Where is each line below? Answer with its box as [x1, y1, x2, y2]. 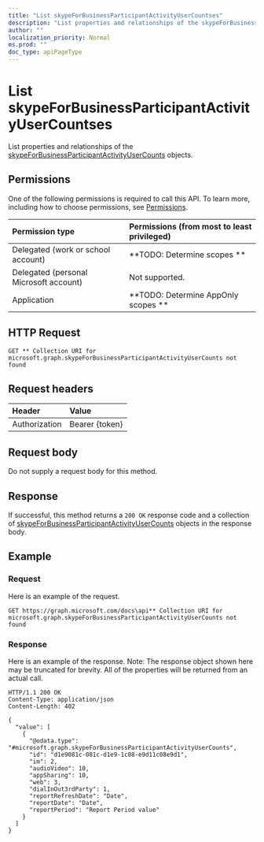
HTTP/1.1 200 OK [8, 688, 61, 696]
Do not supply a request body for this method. [8, 467, 158, 476]
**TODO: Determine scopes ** [129, 249, 246, 260]
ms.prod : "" [8, 41, 47, 49]
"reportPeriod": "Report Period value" [28, 806, 159, 814]
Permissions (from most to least [129, 221, 252, 232]
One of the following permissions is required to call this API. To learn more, [8, 194, 251, 203]
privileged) [129, 230, 171, 241]
